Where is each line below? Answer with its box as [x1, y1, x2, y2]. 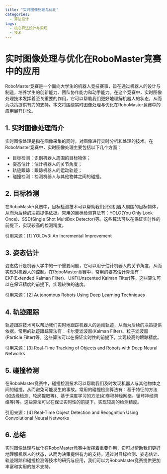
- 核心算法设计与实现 [9, 26, 48, 31]
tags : [5, 21, 16, 26]
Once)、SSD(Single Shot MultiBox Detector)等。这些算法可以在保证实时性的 [5, 216, 161, 222]
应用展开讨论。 [5, 108, 36, 114]
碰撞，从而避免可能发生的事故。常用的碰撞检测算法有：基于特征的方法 [13, 387, 158, 393]
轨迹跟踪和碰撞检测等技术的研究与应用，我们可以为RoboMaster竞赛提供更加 [5, 457, 161, 463]
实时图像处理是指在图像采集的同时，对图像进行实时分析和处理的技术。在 [5, 138, 153, 144]
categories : [5, 12, 30, 17]
